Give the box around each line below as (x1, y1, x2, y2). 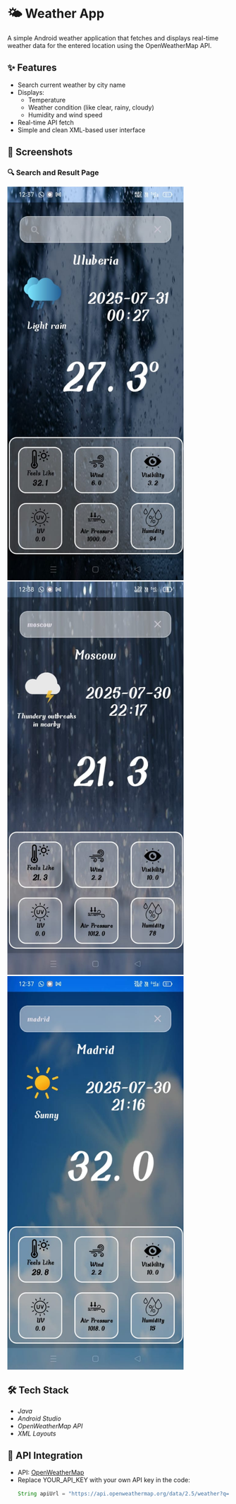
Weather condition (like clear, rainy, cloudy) (27, 103, 155, 112)
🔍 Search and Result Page (7, 168, 99, 177)
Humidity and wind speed (27, 110, 103, 119)
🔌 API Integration (7, 1450, 83, 1462)
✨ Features (7, 61, 57, 74)
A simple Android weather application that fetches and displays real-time (7, 33, 219, 42)
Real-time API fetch (17, 118, 74, 127)
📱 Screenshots (7, 146, 73, 158)
